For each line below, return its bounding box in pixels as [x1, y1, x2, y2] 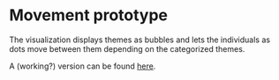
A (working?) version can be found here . [9, 61, 156, 71]
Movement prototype [9, 5, 169, 25]
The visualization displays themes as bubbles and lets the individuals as [9, 34, 271, 45]
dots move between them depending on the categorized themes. [9, 43, 245, 54]
